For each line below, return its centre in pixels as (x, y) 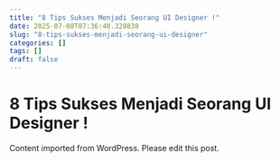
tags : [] (26, 51)
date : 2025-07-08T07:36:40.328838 (75, 26)
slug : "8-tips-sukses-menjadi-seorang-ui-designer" (108, 34)
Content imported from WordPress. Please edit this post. (114, 148)
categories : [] (38, 43)
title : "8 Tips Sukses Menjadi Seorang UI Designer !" (115, 18)
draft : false (34, 59)
